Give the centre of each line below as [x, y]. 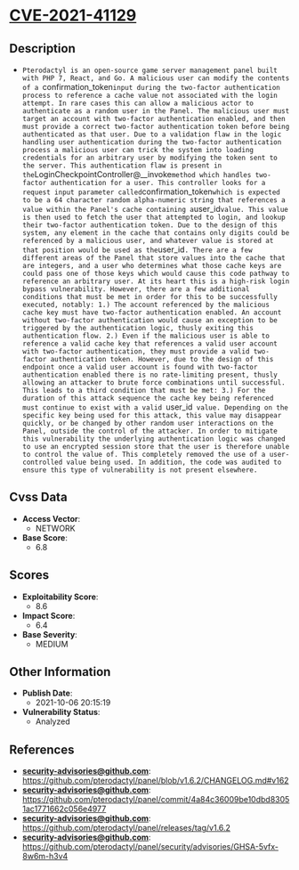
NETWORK [55, 528]
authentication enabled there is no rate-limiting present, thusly [149, 375]
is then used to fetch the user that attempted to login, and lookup [154, 217]
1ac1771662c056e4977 [64, 809]
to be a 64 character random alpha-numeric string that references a [154, 200]
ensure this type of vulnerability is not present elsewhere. [140, 470]
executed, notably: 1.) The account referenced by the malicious [145, 305]
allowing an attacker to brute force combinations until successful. [154, 383]
